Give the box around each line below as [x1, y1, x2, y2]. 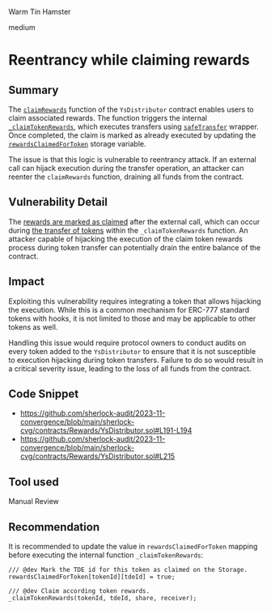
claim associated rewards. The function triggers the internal [8, 113, 208, 122]
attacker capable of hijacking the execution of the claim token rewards [8, 234, 243, 244]
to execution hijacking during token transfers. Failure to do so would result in [8, 355, 264, 365]
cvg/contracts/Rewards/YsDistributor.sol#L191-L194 [19, 425, 193, 436]
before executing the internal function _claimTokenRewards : [8, 550, 204, 560]
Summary [8, 83, 59, 96]
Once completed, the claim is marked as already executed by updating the [8, 130, 256, 140]
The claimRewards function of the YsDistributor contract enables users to [8, 105, 254, 114]
